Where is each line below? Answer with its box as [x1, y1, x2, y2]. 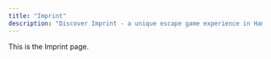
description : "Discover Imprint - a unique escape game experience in [8, 19, 251, 27]
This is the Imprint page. [8, 41, 90, 51]
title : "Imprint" [8, 11, 67, 20]
